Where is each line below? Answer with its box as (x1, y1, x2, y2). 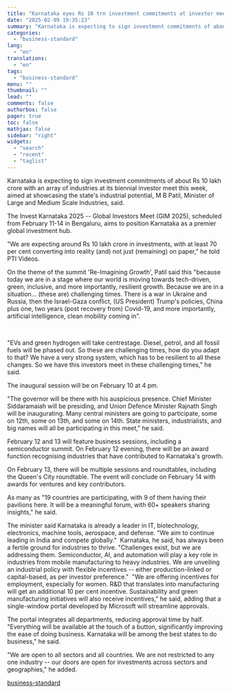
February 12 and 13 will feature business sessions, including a (7, 437, 182, 445)
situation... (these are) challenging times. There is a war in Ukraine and (7, 290, 208, 298)
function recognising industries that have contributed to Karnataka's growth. (7, 452, 223, 460)
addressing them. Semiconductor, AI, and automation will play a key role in (7, 550, 219, 559)
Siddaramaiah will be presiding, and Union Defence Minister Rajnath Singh (7, 401, 218, 410)
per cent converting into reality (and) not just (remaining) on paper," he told (7, 247, 220, 255)
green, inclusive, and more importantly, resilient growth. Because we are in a (7, 282, 224, 290)
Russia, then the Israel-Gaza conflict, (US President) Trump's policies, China (7, 297, 223, 305)
